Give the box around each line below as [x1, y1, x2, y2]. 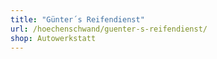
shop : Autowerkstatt [10, 33, 97, 43]
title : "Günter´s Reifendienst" [10, 14, 145, 25]
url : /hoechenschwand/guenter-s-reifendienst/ [10, 24, 208, 34]
